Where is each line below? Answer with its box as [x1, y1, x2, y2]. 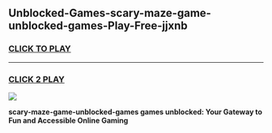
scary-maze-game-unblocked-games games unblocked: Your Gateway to [8, 106, 263, 116]
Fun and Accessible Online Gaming [8, 115, 129, 125]
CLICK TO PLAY [8, 44, 71, 55]
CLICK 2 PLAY [8, 73, 65, 85]
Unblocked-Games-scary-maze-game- [8, 6, 212, 20]
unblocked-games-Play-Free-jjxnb [8, 19, 188, 33]
